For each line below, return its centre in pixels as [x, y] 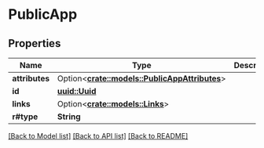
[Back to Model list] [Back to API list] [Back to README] [98, 136]
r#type [25, 117]
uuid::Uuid [77, 91]
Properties [35, 43]
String [69, 117]
